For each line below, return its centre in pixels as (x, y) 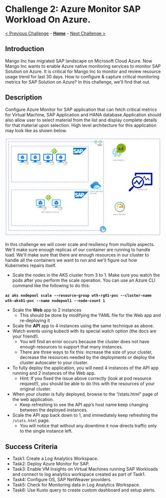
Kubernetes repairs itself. (31, 265)
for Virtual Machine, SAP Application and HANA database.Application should (83, 114)
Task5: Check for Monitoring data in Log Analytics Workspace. (76, 485)
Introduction (25, 49)
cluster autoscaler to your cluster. (54, 363)
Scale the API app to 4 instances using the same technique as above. (83, 326)
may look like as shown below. (36, 130)
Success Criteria (31, 447)
